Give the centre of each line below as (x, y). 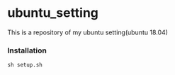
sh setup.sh (25, 65)
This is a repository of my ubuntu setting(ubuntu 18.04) (88, 32)
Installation (27, 50)
